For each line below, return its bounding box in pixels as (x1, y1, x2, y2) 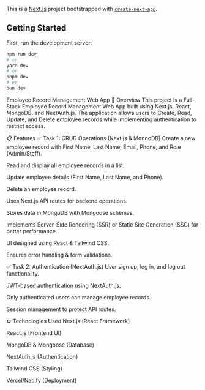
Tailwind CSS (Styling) (6, 364, 63, 372)
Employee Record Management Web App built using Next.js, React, (22, 102, 192, 110)
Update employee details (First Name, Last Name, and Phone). (6, 173, 164, 181)
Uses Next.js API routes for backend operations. (6, 197, 128, 204)
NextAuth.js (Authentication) (6, 353, 78, 360)
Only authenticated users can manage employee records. (6, 293, 151, 301)
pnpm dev (6, 73, 29, 80)
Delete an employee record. (6, 185, 76, 192)
